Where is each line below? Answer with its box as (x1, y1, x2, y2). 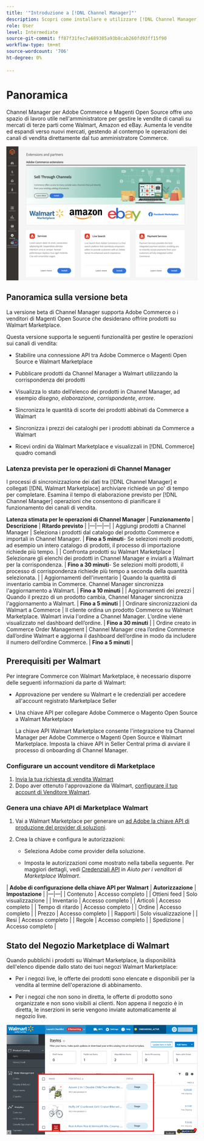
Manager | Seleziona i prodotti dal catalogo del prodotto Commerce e (6, 529, 180, 536)
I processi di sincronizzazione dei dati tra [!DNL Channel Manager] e (6, 478, 177, 486)
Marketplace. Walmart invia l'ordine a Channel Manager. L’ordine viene (6, 613, 183, 620)
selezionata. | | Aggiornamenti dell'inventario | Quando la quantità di (6, 574, 177, 581)
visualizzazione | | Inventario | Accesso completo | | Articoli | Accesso (6, 897, 181, 904)
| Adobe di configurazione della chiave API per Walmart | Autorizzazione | (6, 884, 196, 892)
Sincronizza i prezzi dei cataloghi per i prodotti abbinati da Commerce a (15, 424, 194, 431)
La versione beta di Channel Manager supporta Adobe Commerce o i (6, 308, 178, 316)
